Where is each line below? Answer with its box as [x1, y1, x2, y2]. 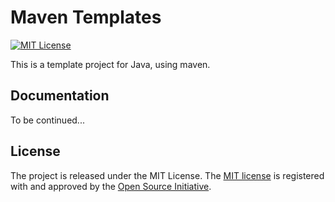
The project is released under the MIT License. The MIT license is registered [10, 169, 325, 181]
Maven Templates [10, 6, 162, 29]
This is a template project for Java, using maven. [10, 58, 211, 70]
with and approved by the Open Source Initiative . [10, 180, 212, 192]
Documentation [10, 87, 110, 105]
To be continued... [10, 114, 85, 126]
